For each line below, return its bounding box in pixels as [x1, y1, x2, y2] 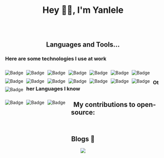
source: [71, 108, 95, 116]
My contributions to [73, 100, 136, 108]
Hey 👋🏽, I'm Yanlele [42, 4, 123, 16]
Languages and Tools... [46, 41, 120, 49]
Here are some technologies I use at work [5, 55, 107, 62]
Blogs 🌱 [71, 135, 95, 143]
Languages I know [35, 85, 81, 92]
